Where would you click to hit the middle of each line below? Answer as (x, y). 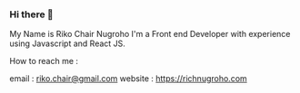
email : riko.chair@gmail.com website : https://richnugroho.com (128, 79)
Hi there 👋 (32, 14)
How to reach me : (44, 61)
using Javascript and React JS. (67, 43)
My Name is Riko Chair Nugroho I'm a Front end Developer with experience (150, 34)
